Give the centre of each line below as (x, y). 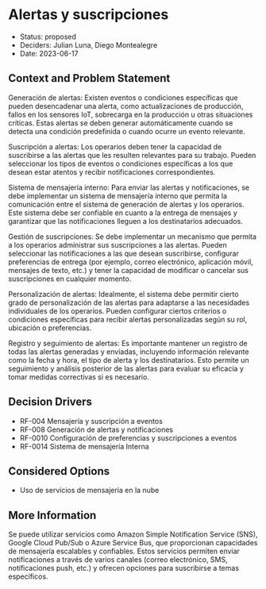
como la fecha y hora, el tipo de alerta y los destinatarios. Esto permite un (129, 360)
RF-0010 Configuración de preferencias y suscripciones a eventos (128, 437)
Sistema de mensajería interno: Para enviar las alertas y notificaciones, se (129, 187)
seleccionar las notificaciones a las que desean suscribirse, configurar (124, 253)
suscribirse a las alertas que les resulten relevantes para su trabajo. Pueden (132, 155)
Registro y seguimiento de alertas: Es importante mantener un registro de (128, 343)
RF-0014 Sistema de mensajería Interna (84, 446)
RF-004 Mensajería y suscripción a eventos (91, 421)
